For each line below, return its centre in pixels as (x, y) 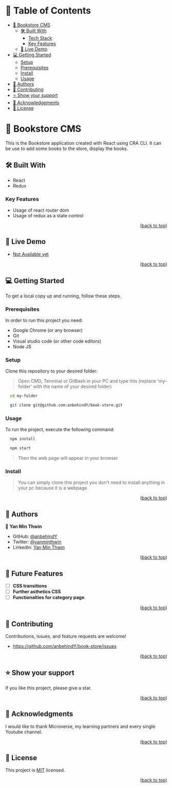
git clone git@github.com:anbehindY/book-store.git (66, 405)
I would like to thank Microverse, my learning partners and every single (80, 726)
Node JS (22, 346)
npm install (23, 439)
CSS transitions (30, 586)
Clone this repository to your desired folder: (52, 371)
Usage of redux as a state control (48, 215)
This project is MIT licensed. (35, 770)
